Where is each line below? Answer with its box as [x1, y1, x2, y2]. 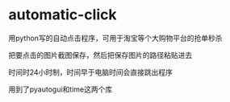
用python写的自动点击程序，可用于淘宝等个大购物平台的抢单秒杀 [8, 33, 223, 43]
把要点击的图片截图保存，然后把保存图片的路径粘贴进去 [8, 50, 192, 59]
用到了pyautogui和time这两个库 [8, 84, 113, 94]
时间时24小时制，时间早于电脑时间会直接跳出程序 [8, 67, 174, 77]
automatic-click [8, 6, 117, 24]
